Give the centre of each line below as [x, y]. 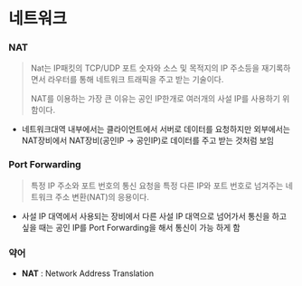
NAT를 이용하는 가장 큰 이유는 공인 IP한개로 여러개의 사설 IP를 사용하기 [156, 99]
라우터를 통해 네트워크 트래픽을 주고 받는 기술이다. [136, 80]
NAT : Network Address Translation [88, 273]
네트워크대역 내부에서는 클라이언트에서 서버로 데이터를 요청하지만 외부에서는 [156, 129]
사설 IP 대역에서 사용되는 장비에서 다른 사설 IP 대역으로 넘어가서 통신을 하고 [154, 216]
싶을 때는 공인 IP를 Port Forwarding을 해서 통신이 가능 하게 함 [131, 227]
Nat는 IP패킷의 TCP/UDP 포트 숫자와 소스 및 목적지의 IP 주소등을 [145, 68]
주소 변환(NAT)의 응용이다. [102, 196]
